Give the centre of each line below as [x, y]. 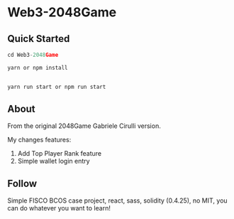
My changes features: [39, 140]
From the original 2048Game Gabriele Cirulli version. [84, 126]
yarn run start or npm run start [57, 87]
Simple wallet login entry [54, 161]
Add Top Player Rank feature [60, 154]
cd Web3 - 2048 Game [33, 55]
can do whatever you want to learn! [59, 208]
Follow [22, 183]
